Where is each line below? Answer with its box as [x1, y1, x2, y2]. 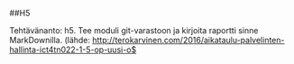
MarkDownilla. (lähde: [9, 35, 91, 45]
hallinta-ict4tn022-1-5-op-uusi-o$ [9, 44, 137, 55]
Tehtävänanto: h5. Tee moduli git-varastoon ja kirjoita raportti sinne [9, 25, 259, 35]
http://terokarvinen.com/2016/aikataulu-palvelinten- [92, 35, 285, 45]
